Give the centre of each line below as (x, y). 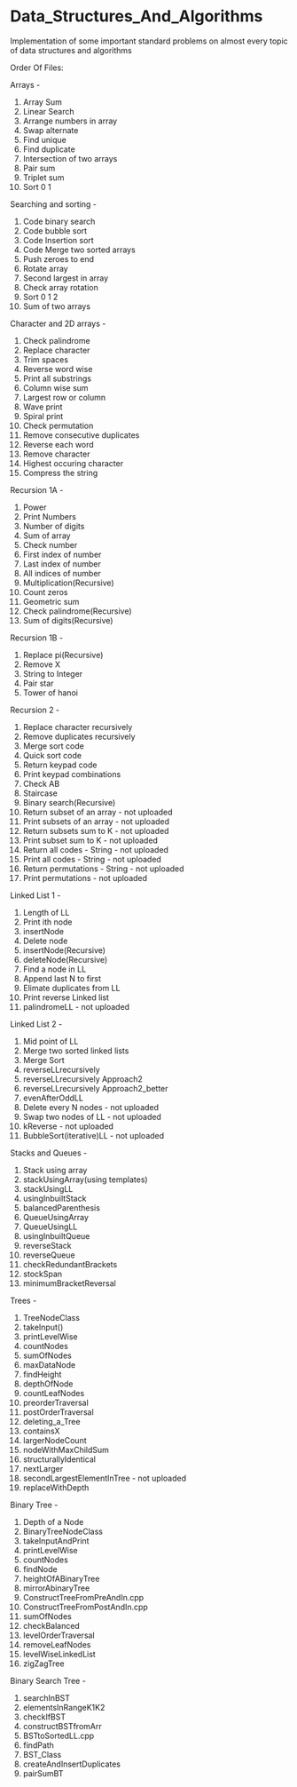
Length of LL (46, 912)
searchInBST (46, 1697)
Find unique (45, 139)
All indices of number (62, 573)
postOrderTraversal (58, 1412)
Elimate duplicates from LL (71, 988)
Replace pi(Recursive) (63, 655)
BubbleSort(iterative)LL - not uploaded (94, 1135)
